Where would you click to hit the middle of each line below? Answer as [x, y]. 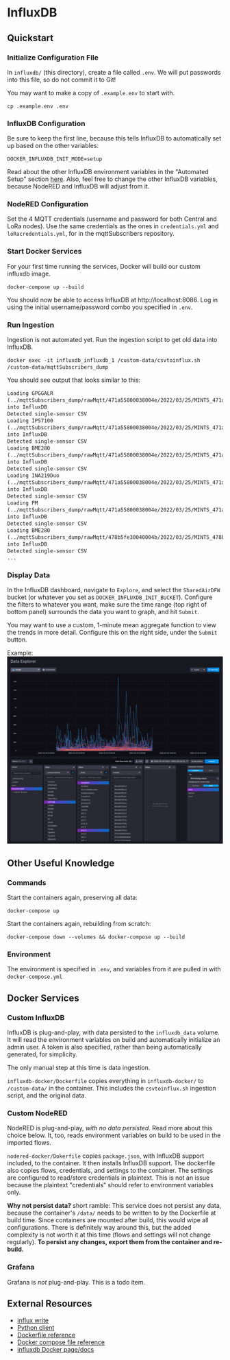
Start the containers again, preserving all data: [73, 898]
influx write [33, 1320]
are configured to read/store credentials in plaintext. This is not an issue [108, 1178]
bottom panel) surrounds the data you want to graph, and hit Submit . [103, 612]
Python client [36, 1327]
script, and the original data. [47, 1095]
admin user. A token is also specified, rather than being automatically [104, 1047]
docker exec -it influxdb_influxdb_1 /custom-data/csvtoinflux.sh [104, 361]
